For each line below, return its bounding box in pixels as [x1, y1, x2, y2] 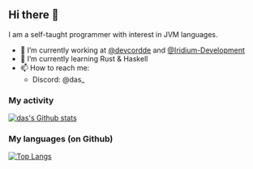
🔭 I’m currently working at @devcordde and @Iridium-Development [19, 45, 246, 55]
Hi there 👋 [8, 8, 59, 22]
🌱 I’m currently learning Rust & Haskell [19, 53, 148, 63]
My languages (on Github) [8, 133, 114, 145]
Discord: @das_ [32, 74, 85, 84]
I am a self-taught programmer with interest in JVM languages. [8, 29, 218, 39]
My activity [8, 95, 54, 106]
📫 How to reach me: [19, 62, 90, 73]
